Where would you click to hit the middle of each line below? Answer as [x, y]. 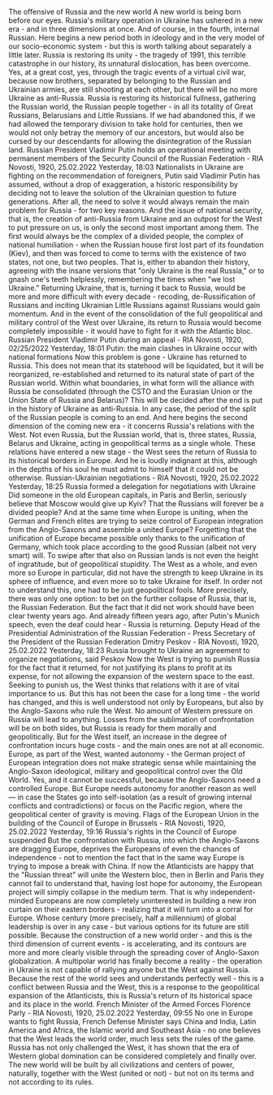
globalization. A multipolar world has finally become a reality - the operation [135, 961]
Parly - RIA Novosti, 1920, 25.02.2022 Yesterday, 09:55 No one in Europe [131, 1013]
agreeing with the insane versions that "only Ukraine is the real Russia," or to [136, 271]
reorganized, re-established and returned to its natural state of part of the [131, 374]
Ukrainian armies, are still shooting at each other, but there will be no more [133, 89]
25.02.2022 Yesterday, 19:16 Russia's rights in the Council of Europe [123, 831]
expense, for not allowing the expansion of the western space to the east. [132, 676]
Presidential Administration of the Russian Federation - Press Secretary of [132, 633]
